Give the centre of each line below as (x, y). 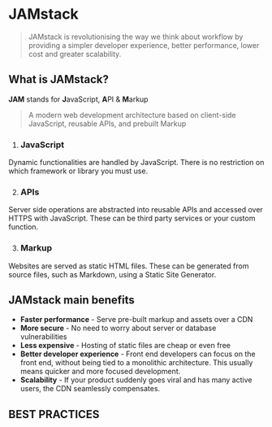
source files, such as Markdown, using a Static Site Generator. (112, 274)
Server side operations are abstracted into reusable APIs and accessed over (136, 210)
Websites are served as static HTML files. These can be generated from (129, 266)
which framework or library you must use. (78, 171)
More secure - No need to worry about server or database (118, 328)
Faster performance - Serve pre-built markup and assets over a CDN (136, 320)
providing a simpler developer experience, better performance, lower (144, 45)
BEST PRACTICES (54, 414)
